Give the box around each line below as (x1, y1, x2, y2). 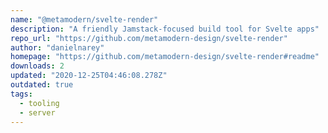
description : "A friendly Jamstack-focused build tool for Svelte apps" (10, 24, 320, 34)
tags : (10, 89, 33, 99)
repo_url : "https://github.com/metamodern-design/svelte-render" (10, 33, 288, 43)
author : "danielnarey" (10, 42, 105, 53)
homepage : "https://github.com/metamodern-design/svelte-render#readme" (10, 52, 320, 62)
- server (19, 107, 56, 118)
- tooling (19, 98, 60, 108)
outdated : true (10, 80, 74, 90)
